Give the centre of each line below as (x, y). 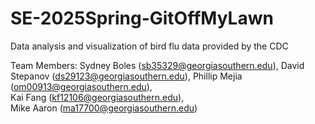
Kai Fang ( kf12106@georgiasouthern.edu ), (97, 97)
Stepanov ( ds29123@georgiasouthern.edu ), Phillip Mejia (126, 76)
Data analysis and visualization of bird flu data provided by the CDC (149, 46)
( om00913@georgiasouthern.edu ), (81, 86)
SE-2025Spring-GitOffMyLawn (142, 18)
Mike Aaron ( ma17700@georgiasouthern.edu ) (104, 108)
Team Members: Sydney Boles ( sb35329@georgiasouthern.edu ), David (157, 65)
